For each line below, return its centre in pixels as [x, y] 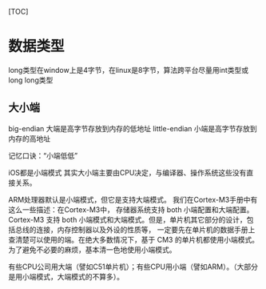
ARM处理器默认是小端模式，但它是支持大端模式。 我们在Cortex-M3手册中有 [133, 199]
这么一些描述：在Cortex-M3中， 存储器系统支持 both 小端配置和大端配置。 [131, 209]
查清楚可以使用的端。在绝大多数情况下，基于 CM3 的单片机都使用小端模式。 [134, 239]
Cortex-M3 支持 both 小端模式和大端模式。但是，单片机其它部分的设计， [128, 219]
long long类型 [31, 80]
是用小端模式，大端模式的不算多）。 [66, 276]
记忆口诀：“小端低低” [43, 155]
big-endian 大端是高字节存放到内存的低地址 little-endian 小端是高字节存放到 [133, 128]
